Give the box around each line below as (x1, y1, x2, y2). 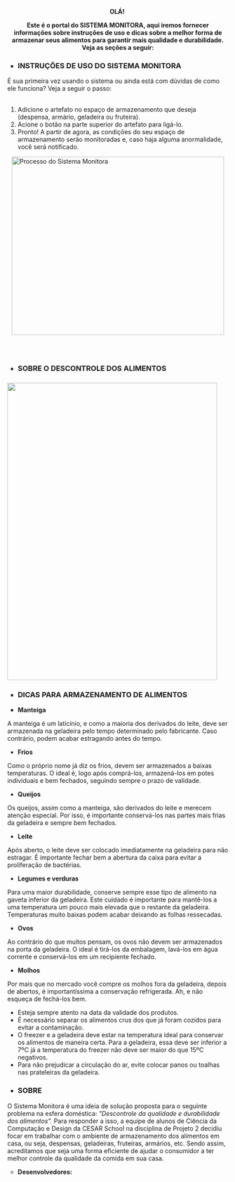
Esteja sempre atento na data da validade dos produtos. (17, 1008, 179, 1017)
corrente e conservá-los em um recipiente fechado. (7, 953, 156, 961)
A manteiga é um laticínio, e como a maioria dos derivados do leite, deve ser (7, 720, 228, 728)
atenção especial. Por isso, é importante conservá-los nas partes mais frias (7, 811, 226, 819)
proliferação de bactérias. (7, 861, 82, 869)
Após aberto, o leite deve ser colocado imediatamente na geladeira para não (7, 846, 229, 855)
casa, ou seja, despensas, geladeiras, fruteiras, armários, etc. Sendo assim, (7, 1139, 226, 1148)
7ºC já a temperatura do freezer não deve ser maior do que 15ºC (17, 1046, 204, 1054)
